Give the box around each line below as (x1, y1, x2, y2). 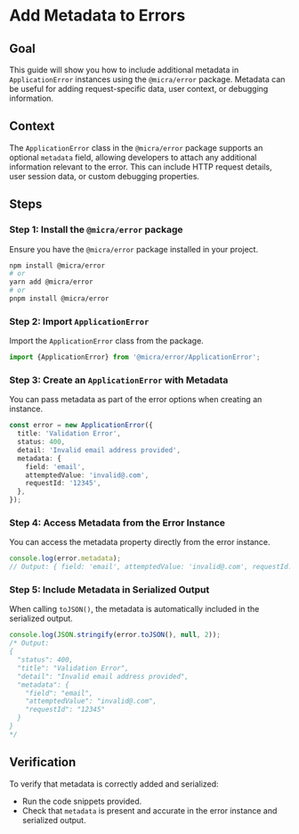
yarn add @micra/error (9, 277, 93, 286)
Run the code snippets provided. (21, 796, 142, 806)
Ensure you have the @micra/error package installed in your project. (9, 244, 259, 254)
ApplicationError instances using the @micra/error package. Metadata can (9, 74, 286, 85)
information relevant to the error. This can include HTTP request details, (9, 161, 273, 172)
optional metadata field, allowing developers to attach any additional (9, 152, 257, 162)
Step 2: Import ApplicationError (9, 315, 149, 327)
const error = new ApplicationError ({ (9, 421, 153, 430)
